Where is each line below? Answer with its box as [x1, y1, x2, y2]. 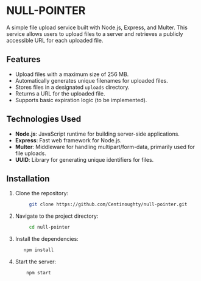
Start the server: [15, 258, 57, 265]
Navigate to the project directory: [15, 212, 99, 220]
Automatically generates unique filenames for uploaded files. [15, 77, 169, 84]
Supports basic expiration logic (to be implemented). [15, 96, 147, 103]
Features [6, 54, 41, 64]
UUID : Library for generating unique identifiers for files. [15, 156, 154, 163]
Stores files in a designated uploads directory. [15, 83, 130, 91]
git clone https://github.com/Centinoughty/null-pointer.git [29, 201, 188, 207]
